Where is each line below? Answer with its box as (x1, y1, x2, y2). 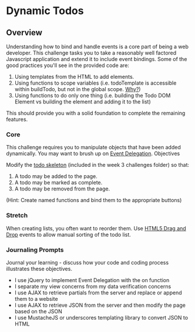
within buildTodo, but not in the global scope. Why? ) (14, 86, 141, 92)
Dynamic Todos (6, 4, 84, 18)
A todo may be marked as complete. (14, 179, 103, 186)
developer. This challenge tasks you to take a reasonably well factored (6, 49, 177, 56)
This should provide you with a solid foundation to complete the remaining (6, 110, 186, 116)
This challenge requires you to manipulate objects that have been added (6, 144, 181, 151)
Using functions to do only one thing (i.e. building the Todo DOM (14, 92, 171, 99)
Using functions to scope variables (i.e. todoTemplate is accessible (14, 79, 177, 86)
